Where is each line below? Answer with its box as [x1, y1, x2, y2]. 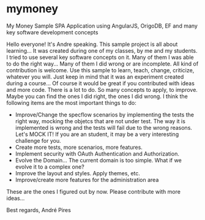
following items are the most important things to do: [6, 99, 136, 106]
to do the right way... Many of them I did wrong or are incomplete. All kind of [6, 60, 199, 67]
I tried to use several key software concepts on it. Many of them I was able [6, 53, 194, 61]
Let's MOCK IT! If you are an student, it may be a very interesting [15, 131, 179, 138]
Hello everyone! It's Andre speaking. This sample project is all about [6, 40, 178, 48]
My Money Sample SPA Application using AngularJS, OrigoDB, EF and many [6, 22, 198, 29]
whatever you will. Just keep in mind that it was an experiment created [6, 73, 184, 80]
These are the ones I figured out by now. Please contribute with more [6, 188, 181, 195]
